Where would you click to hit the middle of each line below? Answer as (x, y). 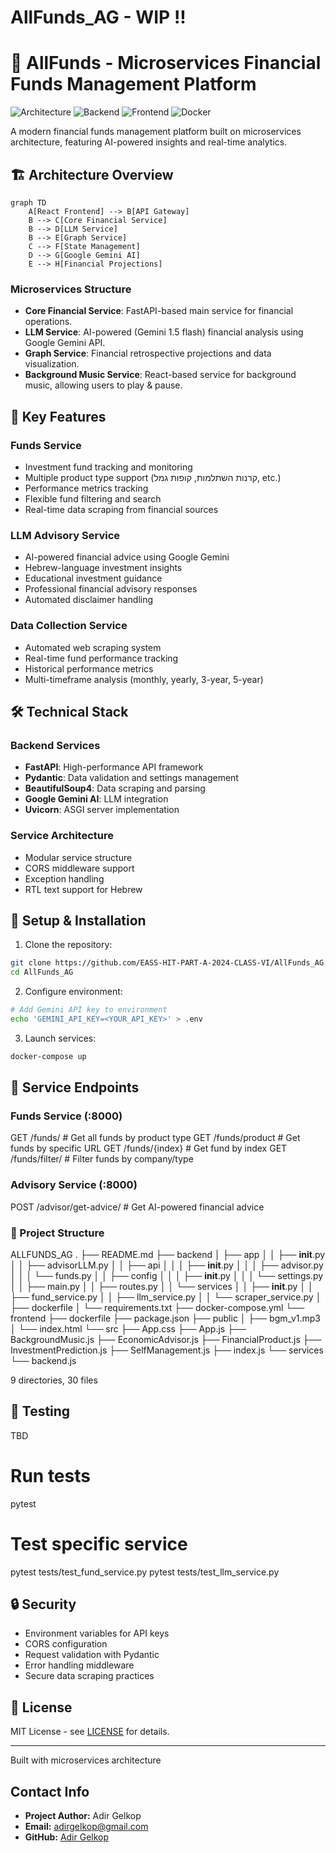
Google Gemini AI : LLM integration (96, 799)
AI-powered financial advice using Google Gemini (127, 557)
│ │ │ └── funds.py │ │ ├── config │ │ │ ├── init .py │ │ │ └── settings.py (167, 1275)
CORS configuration (66, 1644)
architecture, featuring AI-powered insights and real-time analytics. (149, 142)
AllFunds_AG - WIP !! (98, 17)
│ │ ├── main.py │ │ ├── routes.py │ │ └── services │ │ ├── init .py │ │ (162, 1286)
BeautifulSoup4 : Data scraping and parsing (115, 788)
